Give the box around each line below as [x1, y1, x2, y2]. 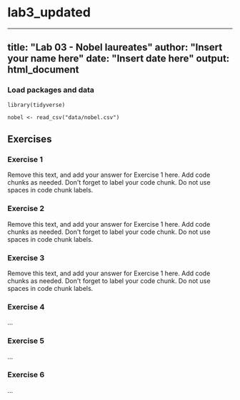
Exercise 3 [7, 252, 45, 262]
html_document [7, 63, 79, 76]
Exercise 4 [7, 302, 45, 312]
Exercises [7, 133, 52, 145]
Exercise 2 [7, 204, 45, 214]
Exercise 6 [7, 370, 45, 380]
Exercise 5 [7, 336, 45, 346]
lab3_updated [7, 4, 91, 21]
